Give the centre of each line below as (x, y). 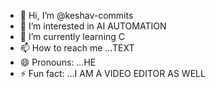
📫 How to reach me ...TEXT (77, 48)
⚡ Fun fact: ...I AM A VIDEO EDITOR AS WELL (112, 73)
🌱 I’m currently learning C (72, 36)
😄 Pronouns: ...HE (58, 62)
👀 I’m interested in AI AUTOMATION (93, 26)
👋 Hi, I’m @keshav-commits (76, 15)
